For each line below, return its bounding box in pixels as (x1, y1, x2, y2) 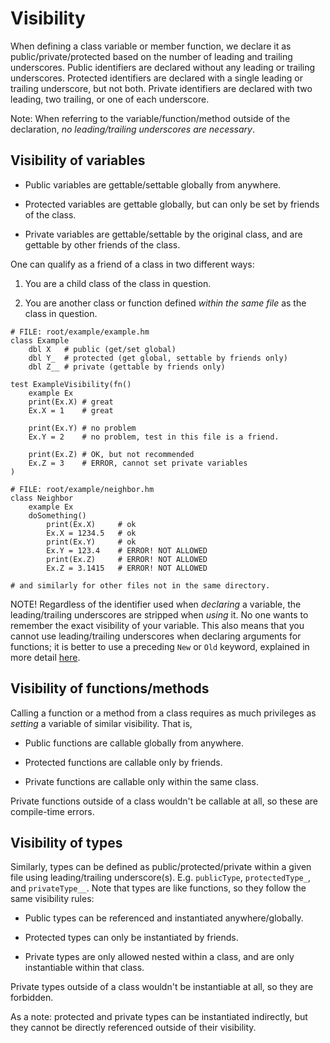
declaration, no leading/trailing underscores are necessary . (10, 123, 255, 135)
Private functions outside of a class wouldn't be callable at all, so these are (10, 795, 318, 807)
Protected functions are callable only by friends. (24, 756, 223, 768)
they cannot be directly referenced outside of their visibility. (10, 1022, 257, 1034)
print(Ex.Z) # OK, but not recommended (28, 449, 195, 459)
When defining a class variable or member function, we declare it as (10, 40, 292, 52)
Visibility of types (10, 834, 123, 851)
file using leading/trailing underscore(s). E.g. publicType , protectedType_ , (10, 872, 311, 884)
